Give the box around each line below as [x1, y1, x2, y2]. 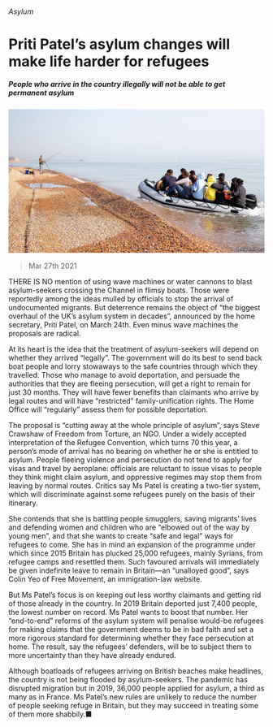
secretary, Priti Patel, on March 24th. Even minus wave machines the [8, 320, 239, 330]
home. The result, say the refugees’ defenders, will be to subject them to [8, 642, 252, 651]
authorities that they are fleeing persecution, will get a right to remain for [8, 379, 251, 389]
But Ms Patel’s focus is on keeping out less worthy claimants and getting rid [8, 590, 262, 600]
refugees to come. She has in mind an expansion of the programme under [8, 540, 256, 550]
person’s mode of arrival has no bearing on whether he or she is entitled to [8, 447, 258, 457]
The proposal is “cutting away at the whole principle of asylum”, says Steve [8, 421, 260, 431]
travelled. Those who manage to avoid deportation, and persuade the [8, 370, 240, 380]
